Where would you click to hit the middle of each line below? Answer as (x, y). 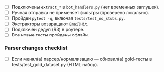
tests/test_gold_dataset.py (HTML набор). (55, 64)
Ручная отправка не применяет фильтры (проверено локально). (80, 13)
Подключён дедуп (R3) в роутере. (48, 30)
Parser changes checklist (36, 48)
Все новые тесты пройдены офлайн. (50, 35)
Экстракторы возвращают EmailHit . (50, 24)
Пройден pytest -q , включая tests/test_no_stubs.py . (68, 18)
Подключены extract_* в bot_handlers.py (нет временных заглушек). (85, 7)
